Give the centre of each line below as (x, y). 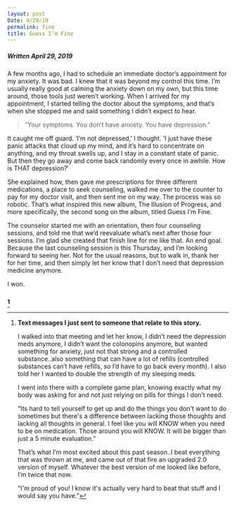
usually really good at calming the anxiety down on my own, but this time (113, 89)
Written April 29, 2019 (40, 56)
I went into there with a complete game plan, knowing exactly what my (119, 387)
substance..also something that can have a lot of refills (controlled (113, 358)
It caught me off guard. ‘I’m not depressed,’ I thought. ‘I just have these (110, 139)
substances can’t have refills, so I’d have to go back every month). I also (122, 366)
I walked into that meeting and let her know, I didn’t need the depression (122, 336)
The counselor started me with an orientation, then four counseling (104, 225)
